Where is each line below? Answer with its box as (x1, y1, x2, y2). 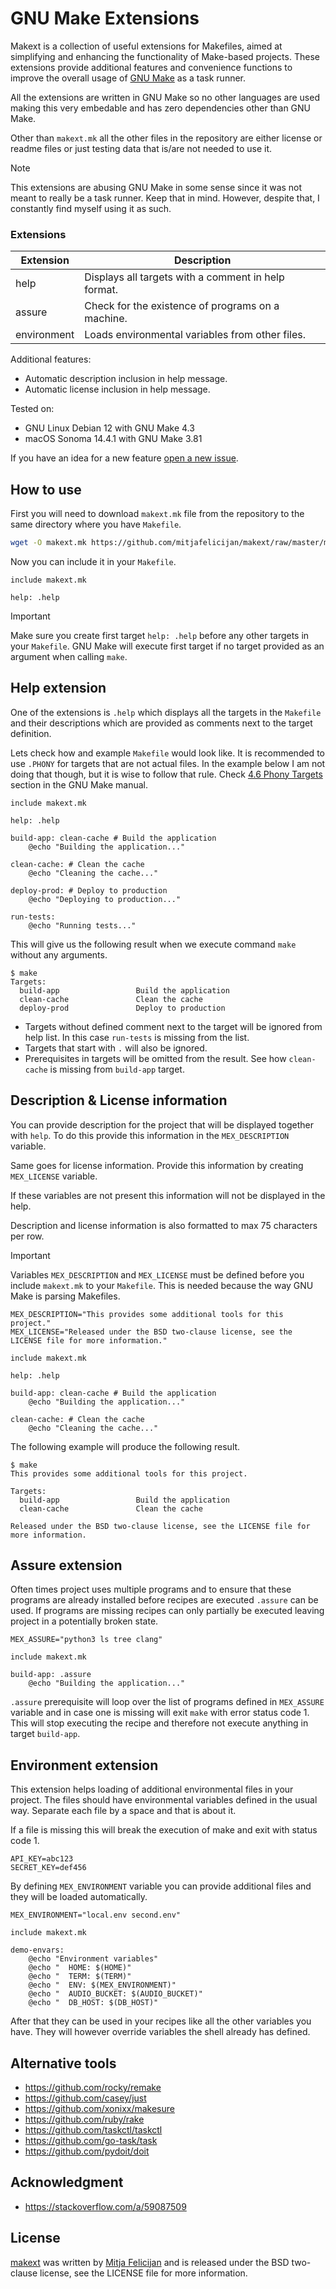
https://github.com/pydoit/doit (24, 2145, 150, 2157)
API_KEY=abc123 (10, 1854, 74, 1864)
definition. (10, 727, 52, 739)
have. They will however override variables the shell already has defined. (10, 2026, 311, 2038)
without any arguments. (10, 948, 108, 961)
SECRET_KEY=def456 (10, 1863, 87, 1873)
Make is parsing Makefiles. (10, 1290, 121, 1302)
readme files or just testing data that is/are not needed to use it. (10, 142, 273, 154)
